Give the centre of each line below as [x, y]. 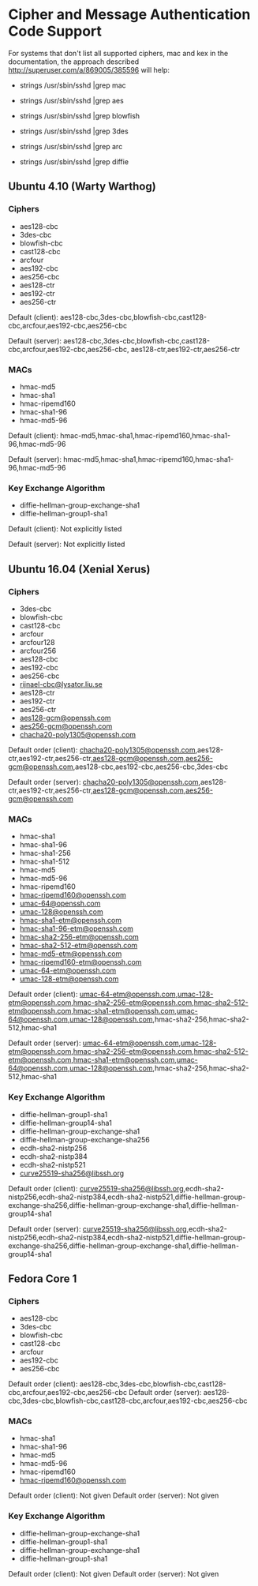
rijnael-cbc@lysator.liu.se [61, 684]
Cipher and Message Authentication [129, 15]
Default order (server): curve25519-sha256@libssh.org [97, 1228]
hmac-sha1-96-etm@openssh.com [77, 928]
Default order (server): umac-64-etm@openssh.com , [95, 1043]
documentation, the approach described [74, 62]
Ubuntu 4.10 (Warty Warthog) [82, 187]
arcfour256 [38, 651]
